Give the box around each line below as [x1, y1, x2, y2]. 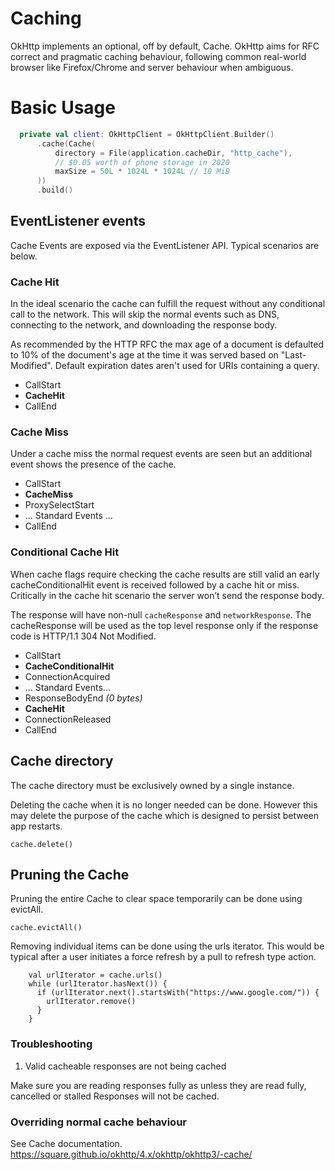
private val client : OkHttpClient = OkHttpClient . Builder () [19, 129, 275, 139]
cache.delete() [10, 839, 74, 849]
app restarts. [10, 820, 63, 832]
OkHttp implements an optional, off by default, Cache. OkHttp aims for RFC [10, 40, 320, 52]
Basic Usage [10, 97, 116, 119]
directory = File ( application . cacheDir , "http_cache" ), [54, 148, 293, 158]
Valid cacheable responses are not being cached [24, 1060, 227, 1072]
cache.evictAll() [10, 923, 83, 933]
